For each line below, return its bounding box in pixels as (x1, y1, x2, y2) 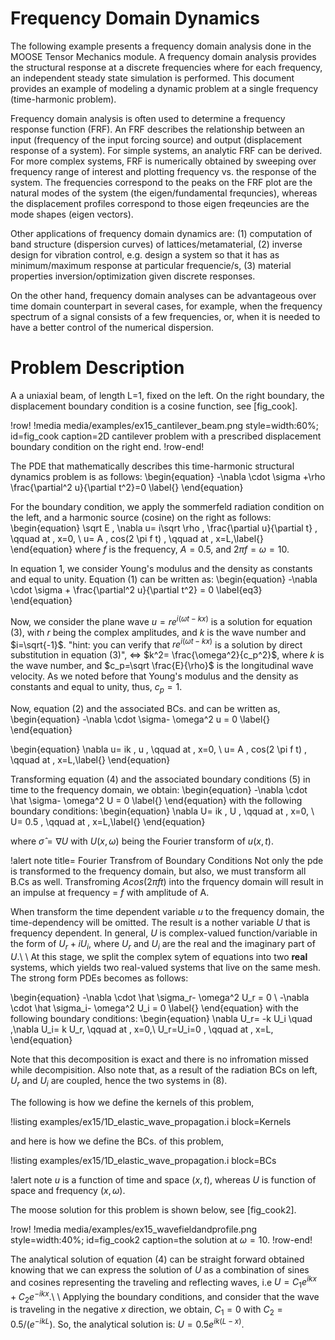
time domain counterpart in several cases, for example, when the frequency (10, 300, 323, 312)
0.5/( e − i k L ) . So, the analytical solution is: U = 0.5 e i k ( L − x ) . (10, 1317, 245, 1330)
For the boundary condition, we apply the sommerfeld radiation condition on (10, 500, 325, 512)
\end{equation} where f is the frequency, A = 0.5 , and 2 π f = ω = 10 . (10, 543, 290, 555)
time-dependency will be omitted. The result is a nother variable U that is (10, 916, 311, 928)
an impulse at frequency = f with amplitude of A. (10, 886, 210, 898)
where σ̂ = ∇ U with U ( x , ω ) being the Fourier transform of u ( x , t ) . (10, 835, 275, 847)
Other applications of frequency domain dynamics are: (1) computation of (10, 227, 313, 239)
